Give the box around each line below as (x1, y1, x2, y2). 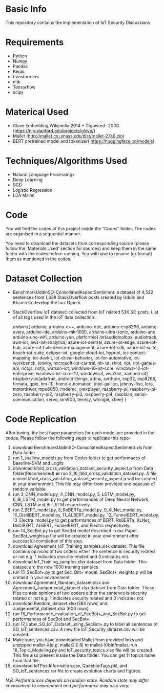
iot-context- (123, 350, 147, 356)
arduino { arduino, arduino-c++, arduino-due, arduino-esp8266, (12, 324, 141, 330)
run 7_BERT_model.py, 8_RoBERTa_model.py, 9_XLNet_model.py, (12, 507, 143, 513)
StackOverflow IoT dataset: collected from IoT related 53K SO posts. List (12, 309, 159, 315)
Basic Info (5, 3, 47, 15)
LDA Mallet (12, 192, 35, 198)
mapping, (12, 355, 32, 360)
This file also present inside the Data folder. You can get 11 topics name (12, 652, 156, 658)
